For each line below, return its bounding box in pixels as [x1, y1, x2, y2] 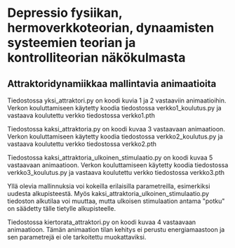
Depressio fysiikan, [7, 5, 123, 21]
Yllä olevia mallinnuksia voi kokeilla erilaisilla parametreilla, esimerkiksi [7, 182, 210, 190]
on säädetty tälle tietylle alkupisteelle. [7, 204, 116, 212]
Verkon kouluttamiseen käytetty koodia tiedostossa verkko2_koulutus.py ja [7, 132, 223, 141]
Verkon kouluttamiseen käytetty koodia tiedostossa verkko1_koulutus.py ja [7, 104, 222, 112]
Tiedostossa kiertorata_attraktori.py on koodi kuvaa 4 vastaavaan [7, 218, 196, 226]
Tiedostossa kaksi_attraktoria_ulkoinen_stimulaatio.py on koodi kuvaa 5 [7, 153, 213, 162]
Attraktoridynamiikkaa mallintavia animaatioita [7, 77, 217, 89]
